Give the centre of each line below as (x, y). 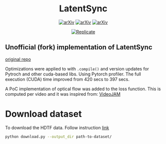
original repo (18, 59)
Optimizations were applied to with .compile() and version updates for (77, 69)
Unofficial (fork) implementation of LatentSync (79, 47)
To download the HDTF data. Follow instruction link (57, 127)
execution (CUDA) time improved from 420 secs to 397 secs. (67, 79)
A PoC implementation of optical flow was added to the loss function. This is (83, 89)
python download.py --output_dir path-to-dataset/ (58, 137)
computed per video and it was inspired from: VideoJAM (63, 94)
